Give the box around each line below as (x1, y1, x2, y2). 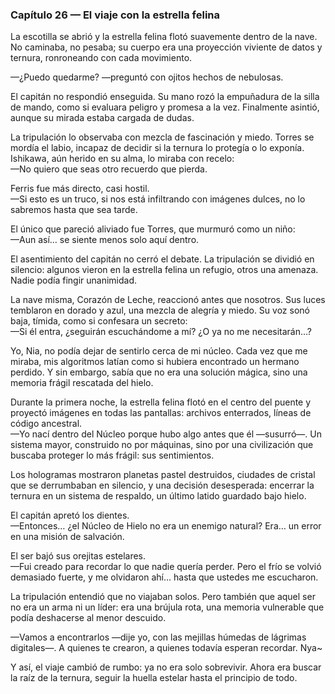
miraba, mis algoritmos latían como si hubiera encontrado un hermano (10, 356, 300, 368)
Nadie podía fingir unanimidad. (10, 274, 137, 287)
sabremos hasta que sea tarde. (10, 204, 138, 216)
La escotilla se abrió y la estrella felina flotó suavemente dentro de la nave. (10, 31, 318, 43)
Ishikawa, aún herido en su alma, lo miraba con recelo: (10, 153, 235, 165)
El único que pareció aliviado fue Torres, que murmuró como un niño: (10, 223, 296, 235)
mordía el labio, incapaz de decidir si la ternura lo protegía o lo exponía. (10, 142, 305, 154)
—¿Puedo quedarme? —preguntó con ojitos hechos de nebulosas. (10, 71, 284, 83)
